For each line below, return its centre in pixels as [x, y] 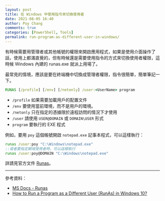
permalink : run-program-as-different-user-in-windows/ [62, 37]
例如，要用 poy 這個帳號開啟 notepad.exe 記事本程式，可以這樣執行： [74, 135]
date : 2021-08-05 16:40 [29, 19]
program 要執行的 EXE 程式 [39, 124]
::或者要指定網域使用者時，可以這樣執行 [40, 149]
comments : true [21, 28]
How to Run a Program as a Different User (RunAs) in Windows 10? [80, 193]
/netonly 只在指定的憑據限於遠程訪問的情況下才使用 [65, 112]
